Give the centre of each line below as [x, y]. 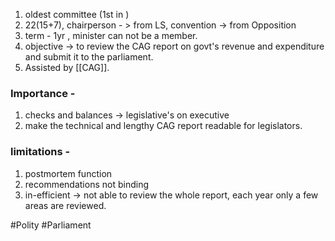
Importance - [43, 93]
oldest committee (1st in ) [77, 14]
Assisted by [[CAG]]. [67, 67]
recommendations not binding [86, 184]
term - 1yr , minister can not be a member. [111, 35]
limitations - [40, 152]
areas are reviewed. [65, 205]
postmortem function [68, 173]
